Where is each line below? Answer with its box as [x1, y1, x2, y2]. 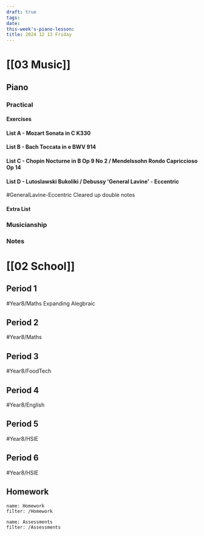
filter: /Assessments [6, 524, 61, 531]
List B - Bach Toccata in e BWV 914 [6, 143, 97, 151]
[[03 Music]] [6, 58, 71, 72]
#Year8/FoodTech [6, 367, 52, 375]
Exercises [6, 115, 32, 123]
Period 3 [6, 351, 39, 362]
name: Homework [6, 502, 45, 509]
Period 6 [6, 452, 39, 463]
